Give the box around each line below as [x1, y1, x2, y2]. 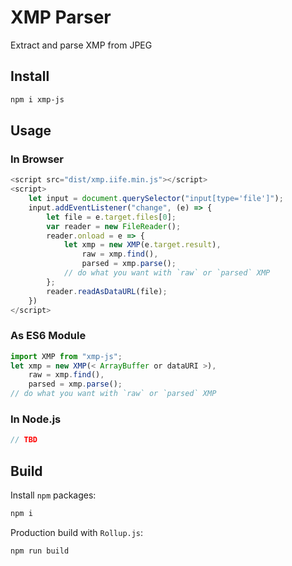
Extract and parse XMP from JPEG [10, 39, 153, 51]
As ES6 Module [10, 329, 87, 343]
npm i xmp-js [10, 94, 65, 105]
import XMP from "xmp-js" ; [10, 351, 123, 361]
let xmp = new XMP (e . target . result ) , [63, 240, 222, 250]
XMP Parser [10, 6, 112, 29]
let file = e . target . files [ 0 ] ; [46, 212, 177, 222]
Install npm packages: [10, 489, 97, 501]
